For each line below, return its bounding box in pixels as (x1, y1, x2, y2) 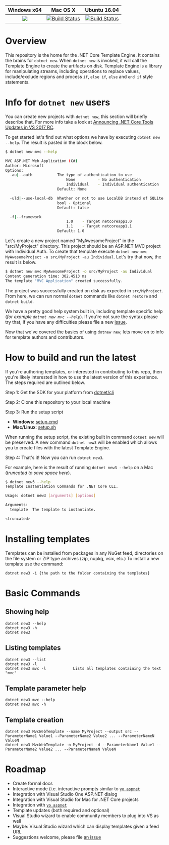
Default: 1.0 (57, 228, 85, 234)
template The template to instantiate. (10, 507, 96, 512)
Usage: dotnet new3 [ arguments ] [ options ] (5, 493, 96, 498)
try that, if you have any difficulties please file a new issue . (5, 319, 127, 325)
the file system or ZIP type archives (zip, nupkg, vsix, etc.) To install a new (5, 555, 160, 561)
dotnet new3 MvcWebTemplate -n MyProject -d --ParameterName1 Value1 (5, 742, 155, 748)
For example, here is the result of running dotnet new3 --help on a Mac (5, 464, 153, 470)
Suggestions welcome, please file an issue (12, 834, 101, 840)
